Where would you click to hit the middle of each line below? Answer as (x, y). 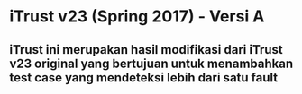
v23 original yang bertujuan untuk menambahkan (151, 63)
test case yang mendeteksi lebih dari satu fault (143, 77)
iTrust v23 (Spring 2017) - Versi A (137, 17)
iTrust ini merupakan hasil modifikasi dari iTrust (146, 50)
